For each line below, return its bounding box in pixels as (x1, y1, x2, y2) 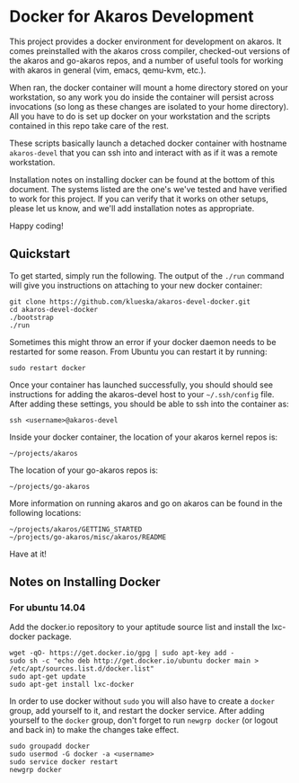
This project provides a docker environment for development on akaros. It (9, 36, 282, 47)
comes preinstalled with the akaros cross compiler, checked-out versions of (9, 45, 290, 56)
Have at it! (9, 548, 48, 559)
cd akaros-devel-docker (9, 305, 99, 314)
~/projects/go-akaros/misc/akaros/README (9, 532, 167, 541)
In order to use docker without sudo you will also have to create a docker (9, 696, 276, 707)
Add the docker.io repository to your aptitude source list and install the (9, 622, 270, 633)
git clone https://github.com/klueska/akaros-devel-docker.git (9, 297, 251, 307)
